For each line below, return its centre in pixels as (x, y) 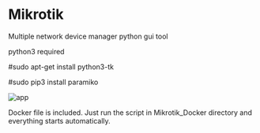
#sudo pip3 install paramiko (53, 82)
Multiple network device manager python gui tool (88, 36)
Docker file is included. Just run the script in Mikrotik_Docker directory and (130, 113)
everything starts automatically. (59, 120)
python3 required (36, 51)
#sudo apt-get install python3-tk (61, 66)
